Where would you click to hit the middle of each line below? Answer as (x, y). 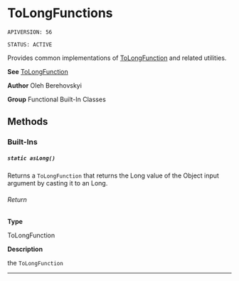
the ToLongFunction (36, 263)
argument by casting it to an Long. (58, 183)
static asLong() (31, 158)
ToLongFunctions (60, 13)
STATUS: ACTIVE (30, 44)
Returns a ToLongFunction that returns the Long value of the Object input (113, 175)
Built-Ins (22, 142)
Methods (28, 122)
